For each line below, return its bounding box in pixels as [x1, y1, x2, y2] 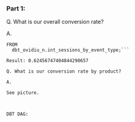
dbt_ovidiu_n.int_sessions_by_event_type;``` [12, 47, 130, 53]
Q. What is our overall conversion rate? [6, 18, 104, 26]
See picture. [6, 90, 40, 96]
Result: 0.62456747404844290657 [6, 58, 89, 64]
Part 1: [6, 4, 26, 13]
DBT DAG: [6, 111, 29, 117]
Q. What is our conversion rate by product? [6, 68, 122, 74]
